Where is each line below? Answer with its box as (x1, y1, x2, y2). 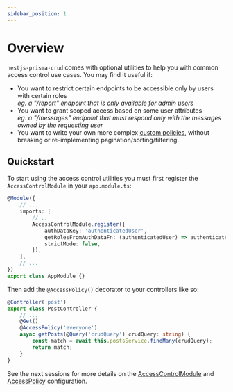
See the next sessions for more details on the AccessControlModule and (7, 369, 214, 377)
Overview (7, 40, 64, 56)
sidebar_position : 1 (7, 10, 67, 17)
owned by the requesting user (17, 121, 103, 129)
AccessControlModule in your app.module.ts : (7, 181, 132, 190)
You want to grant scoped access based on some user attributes (17, 106, 202, 115)
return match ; (32, 343, 73, 351)
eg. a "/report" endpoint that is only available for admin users (17, 99, 194, 107)
